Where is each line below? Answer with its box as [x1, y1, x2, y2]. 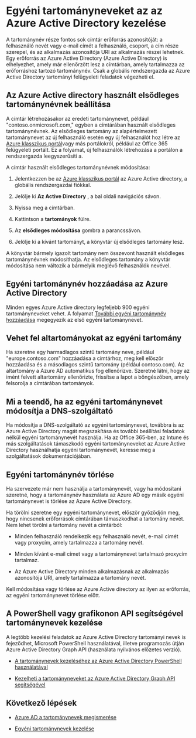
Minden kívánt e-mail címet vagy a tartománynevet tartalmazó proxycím [14, 550, 188, 557]
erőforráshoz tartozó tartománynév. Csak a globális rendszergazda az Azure [6, 67, 190, 74]
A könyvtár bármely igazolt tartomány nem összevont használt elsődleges [6, 249, 184, 256]
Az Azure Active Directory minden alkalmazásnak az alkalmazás [14, 568, 169, 575]
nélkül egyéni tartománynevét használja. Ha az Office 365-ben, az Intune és [6, 434, 189, 441]
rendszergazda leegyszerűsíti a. [6, 152, 83, 159]
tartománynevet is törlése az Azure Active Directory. [6, 498, 132, 505]
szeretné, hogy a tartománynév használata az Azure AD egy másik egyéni [6, 491, 184, 498]
